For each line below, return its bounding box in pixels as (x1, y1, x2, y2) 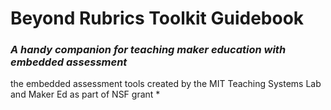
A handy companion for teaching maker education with (10, 43, 287, 57)
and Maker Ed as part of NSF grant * (10, 88, 161, 101)
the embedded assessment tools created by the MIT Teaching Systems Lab (10, 78, 322, 90)
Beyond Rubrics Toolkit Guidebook (10, 7, 305, 30)
